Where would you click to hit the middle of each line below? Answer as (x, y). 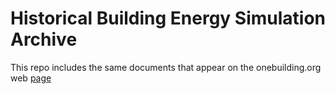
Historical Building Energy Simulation (168, 18)
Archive (44, 39)
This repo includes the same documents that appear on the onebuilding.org (166, 67)
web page (31, 78)
